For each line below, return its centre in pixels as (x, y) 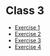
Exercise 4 (28, 47)
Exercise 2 (28, 33)
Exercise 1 (27, 27)
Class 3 (25, 11)
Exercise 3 (28, 40)
